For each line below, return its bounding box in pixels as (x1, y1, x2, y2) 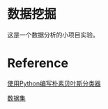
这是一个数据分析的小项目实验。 (7, 31, 99, 39)
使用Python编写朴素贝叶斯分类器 (7, 79, 101, 87)
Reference (7, 56, 68, 72)
